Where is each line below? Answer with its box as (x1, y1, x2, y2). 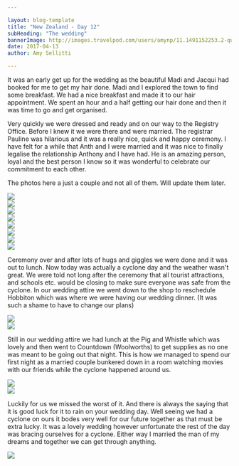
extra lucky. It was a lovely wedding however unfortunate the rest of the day (7, 423, 230, 430)
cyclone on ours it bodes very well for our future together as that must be (7, 415, 223, 423)
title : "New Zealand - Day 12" (7, 23, 100, 31)
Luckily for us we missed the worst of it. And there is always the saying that (7, 400, 229, 408)
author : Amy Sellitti (7, 50, 72, 57)
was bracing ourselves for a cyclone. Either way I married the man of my (7, 430, 220, 438)
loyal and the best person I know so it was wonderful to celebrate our (7, 157, 211, 166)
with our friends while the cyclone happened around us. (7, 366, 171, 374)
